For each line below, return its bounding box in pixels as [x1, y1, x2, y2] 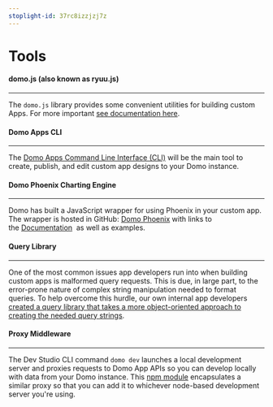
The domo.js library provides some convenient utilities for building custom [8, 100, 256, 110]
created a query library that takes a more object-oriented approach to [8, 301, 241, 311]
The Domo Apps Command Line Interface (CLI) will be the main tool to [8, 153, 244, 162]
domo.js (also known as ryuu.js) [8, 74, 119, 84]
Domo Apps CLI [8, 127, 63, 136]
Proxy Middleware [8, 329, 71, 339]
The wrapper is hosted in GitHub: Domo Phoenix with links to [8, 214, 213, 224]
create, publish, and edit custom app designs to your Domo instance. [8, 162, 240, 171]
